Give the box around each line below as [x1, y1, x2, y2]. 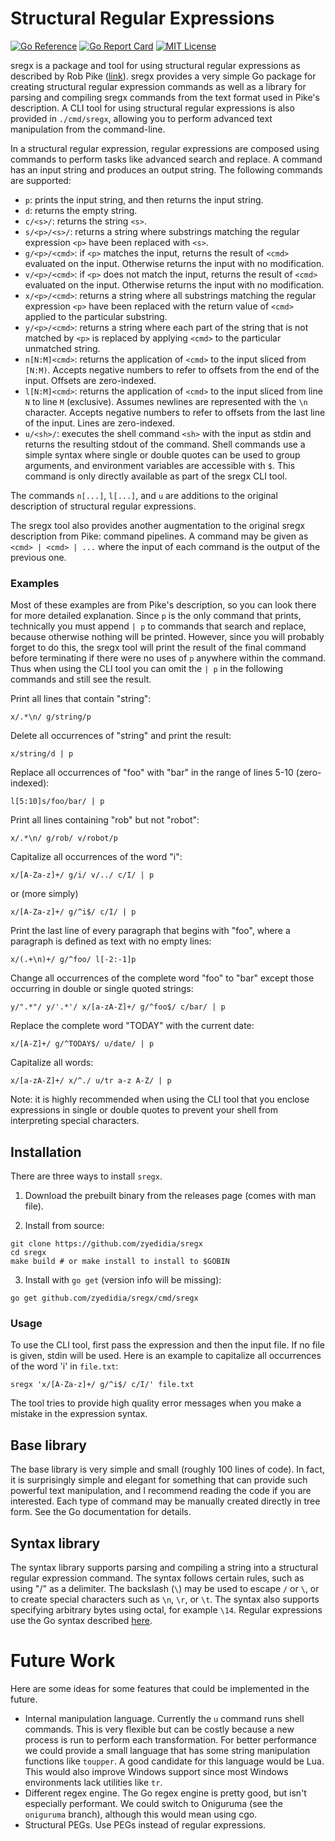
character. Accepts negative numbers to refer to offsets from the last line [24, 406, 326, 418]
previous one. [10, 551, 67, 563]
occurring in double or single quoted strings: [10, 983, 194, 995]
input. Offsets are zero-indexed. [24, 374, 157, 386]
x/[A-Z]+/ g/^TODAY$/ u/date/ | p [10, 1039, 155, 1049]
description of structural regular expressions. [10, 500, 197, 512]
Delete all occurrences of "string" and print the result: [10, 730, 232, 742]
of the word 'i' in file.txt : [10, 1360, 119, 1372]
